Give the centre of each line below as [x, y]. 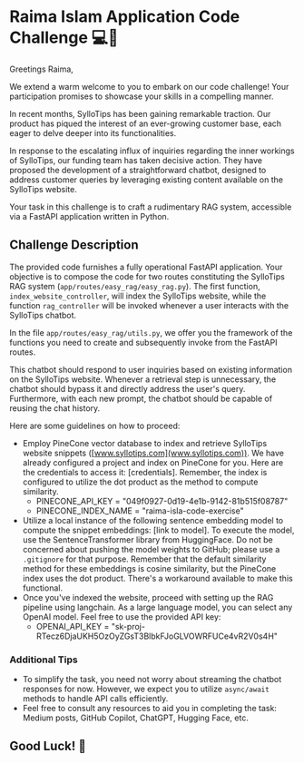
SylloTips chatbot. [43, 315]
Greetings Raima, [42, 69]
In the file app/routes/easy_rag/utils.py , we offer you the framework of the [151, 332]
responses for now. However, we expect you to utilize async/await [146, 689]
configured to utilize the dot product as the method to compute [140, 482]
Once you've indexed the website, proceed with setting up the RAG [148, 597]
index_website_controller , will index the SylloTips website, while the [138, 296]
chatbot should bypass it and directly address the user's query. [127, 388]
